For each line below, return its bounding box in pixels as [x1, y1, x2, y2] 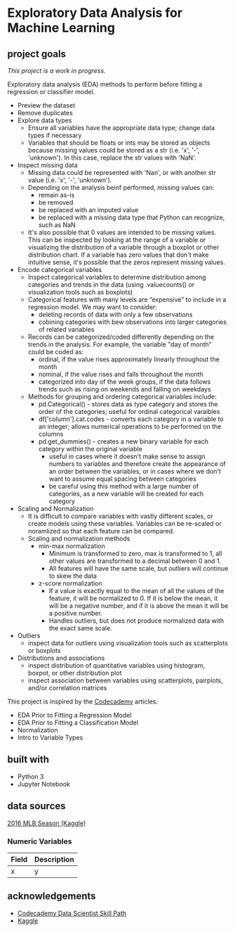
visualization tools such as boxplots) [27, 288, 133, 296]
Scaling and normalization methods [27, 534, 130, 543]
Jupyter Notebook [17, 779, 70, 788]
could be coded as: [27, 348, 84, 356]
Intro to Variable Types [17, 733, 83, 742]
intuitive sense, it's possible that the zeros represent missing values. [27, 258, 226, 266]
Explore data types [17, 116, 72, 124]
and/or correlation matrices [27, 684, 107, 692]
